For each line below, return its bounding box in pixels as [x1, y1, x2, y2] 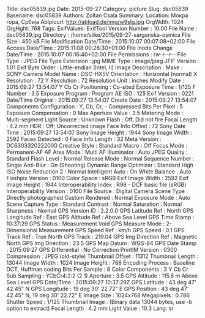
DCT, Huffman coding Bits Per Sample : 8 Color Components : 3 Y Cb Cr [6, 266, 188, 273]
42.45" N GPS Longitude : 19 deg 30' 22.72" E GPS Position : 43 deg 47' [6, 285, 189, 292]
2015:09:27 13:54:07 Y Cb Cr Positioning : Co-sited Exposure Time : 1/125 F [6, 83, 196, 91]
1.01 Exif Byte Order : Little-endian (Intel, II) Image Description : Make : [6, 64, 183, 71]
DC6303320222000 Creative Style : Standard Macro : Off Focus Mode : [6, 142, 188, 149]
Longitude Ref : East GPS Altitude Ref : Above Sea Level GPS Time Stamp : [6, 214, 195, 221]
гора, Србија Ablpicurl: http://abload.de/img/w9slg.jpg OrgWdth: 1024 [6, 18, 184, 25]
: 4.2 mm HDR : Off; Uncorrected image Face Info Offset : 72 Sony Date [6, 123, 186, 129]
